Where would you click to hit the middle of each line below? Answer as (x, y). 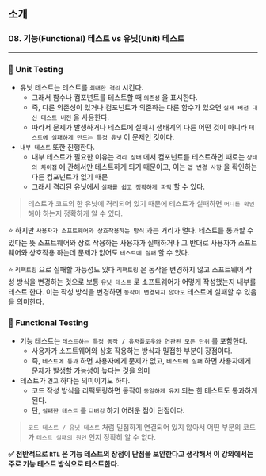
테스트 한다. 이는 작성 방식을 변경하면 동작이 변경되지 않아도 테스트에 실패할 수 (125, 291)
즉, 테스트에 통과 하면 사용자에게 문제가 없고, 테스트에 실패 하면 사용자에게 (141, 361)
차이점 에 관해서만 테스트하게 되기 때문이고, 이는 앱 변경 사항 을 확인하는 (149, 167)
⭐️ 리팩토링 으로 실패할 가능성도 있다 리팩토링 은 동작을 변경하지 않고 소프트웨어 (126, 269)
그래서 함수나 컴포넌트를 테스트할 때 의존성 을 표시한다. (114, 97)
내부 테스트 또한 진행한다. (57, 147)
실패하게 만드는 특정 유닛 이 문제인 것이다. (113, 136)
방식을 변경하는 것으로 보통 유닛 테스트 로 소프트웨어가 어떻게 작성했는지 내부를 (136, 282)
